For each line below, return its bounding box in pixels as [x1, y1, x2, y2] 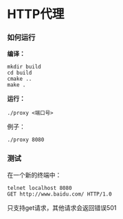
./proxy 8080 [7, 136, 45, 144]
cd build [7, 70, 32, 77]
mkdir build [7, 64, 41, 70]
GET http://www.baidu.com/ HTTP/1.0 [7, 191, 112, 198]
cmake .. [7, 75, 32, 83]
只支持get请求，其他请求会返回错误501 [7, 203, 117, 211]
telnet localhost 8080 [7, 184, 72, 191]
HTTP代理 [7, 6, 65, 22]
